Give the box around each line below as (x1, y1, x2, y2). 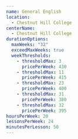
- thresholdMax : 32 (16, 102, 65, 108)
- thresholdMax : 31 (16, 91, 65, 97)
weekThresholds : (11, 53, 51, 59)
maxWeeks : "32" (11, 42, 49, 48)
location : (6, 14, 30, 20)
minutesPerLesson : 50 (6, 124, 59, 130)
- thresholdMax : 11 (16, 69, 65, 75)
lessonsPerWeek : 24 (6, 119, 54, 125)
